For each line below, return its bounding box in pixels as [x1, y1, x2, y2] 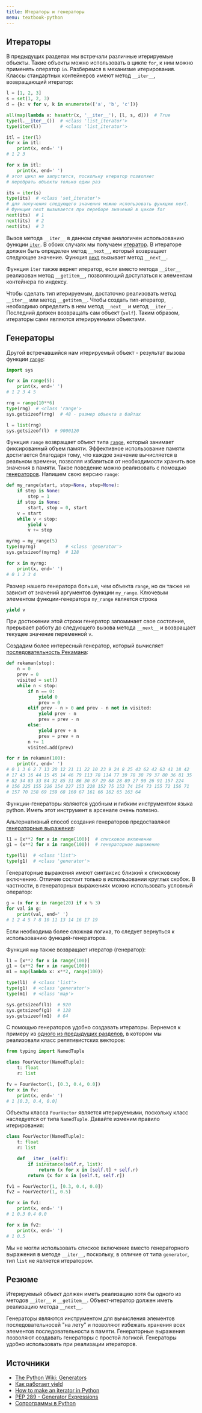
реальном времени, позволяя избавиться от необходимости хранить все [6, 458, 196, 465]
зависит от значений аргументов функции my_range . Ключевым [6, 589, 168, 596]
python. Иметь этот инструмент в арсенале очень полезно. [6, 806, 159, 813]
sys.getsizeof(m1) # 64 [6, 1013, 69, 1019]
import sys [6, 367, 34, 373]
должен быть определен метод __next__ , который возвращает [6, 247, 167, 254]
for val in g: [6, 906, 42, 912]
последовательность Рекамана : [6, 649, 89, 656]
